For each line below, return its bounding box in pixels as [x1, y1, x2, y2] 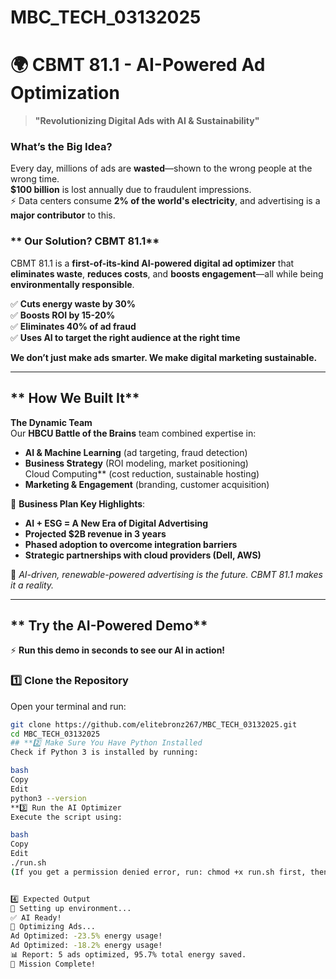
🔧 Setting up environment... [10, 903, 132, 913]
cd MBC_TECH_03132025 [10, 729, 101, 739]
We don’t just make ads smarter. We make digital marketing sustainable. [10, 351, 318, 363]
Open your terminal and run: [10, 700, 127, 712]
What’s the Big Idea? [10, 140, 113, 154]
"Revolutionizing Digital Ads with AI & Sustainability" [34, 115, 260, 127]
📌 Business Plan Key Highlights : [10, 497, 146, 510]
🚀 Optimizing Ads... [10, 922, 97, 932]
